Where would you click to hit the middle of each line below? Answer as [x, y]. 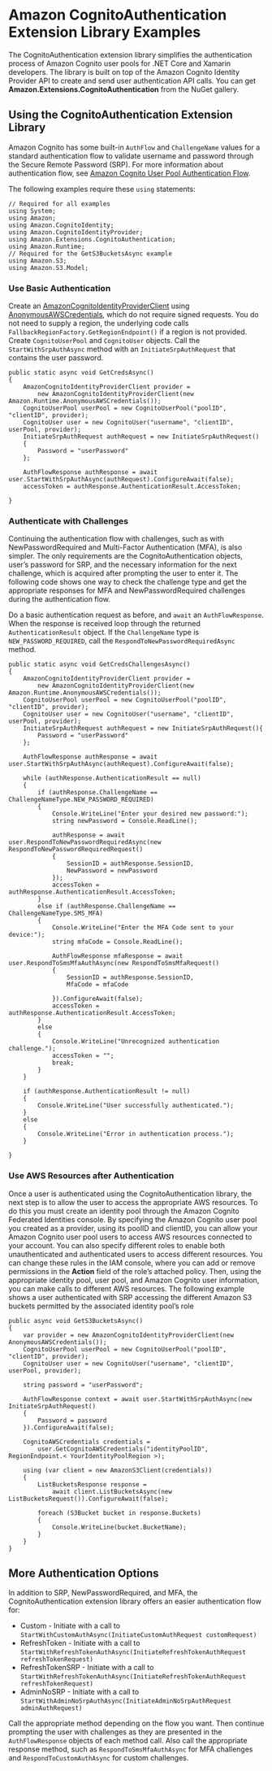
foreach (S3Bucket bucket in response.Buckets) [119, 1513]
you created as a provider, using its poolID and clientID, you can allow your [133, 1228]
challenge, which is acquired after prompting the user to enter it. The [123, 573]
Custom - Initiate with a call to [70, 1626]
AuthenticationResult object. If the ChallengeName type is [104, 633]
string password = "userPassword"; [83, 1385]
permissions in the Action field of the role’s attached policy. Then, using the [135, 1271]
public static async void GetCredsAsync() [81, 373]
